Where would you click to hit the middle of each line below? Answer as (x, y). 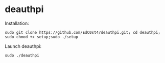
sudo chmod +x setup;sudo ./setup (42, 37)
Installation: (17, 23)
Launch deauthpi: (23, 46)
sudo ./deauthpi (22, 55)
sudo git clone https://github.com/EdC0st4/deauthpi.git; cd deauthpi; (82, 32)
